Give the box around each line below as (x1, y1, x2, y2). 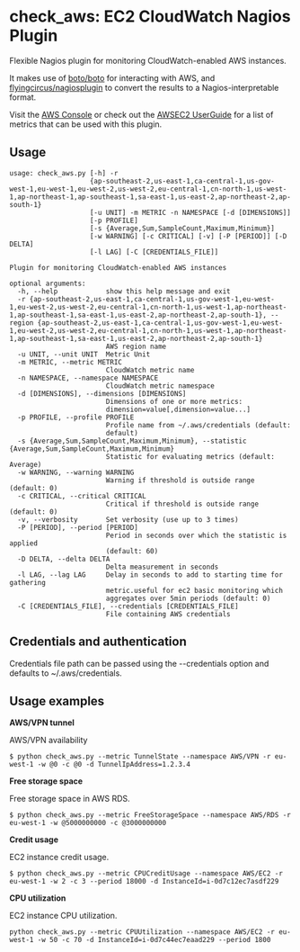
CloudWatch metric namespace (105, 381, 216, 391)
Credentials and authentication (9, 634, 187, 650)
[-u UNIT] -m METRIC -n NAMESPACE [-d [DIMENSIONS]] (89, 208, 292, 217)
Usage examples (9, 693, 105, 708)
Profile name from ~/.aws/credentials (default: (105, 420, 292, 429)
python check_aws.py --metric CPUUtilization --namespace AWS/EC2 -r (9, 928, 276, 937)
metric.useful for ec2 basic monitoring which (105, 586, 283, 595)
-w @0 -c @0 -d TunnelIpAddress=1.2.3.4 (37, 760, 191, 769)
